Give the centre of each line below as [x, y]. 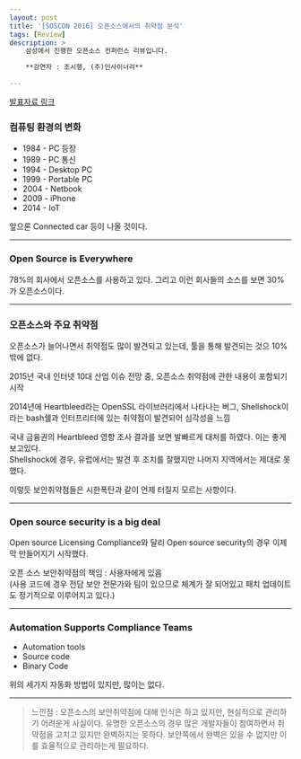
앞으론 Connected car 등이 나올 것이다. [78, 226]
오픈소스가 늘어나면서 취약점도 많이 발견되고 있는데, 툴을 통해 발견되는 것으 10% [149, 346]
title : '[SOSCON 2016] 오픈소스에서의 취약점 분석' [96, 26]
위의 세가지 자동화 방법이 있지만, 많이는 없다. [87, 684]
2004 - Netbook [52, 189]
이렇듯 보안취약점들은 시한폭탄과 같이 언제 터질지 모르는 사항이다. [123, 490]
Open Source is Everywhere [71, 259]
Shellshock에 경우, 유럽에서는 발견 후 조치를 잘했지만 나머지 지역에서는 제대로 [145, 459]
